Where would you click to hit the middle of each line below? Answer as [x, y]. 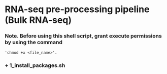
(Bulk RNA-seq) [38, 20]
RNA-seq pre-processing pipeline [77, 9]
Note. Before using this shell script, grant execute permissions [83, 36]
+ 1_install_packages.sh [35, 65]
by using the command [34, 43]
